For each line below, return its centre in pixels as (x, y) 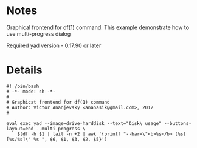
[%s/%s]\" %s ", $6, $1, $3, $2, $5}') (57, 139)
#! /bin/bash (23, 86)
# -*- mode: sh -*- (31, 92)
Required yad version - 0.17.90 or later (54, 45)
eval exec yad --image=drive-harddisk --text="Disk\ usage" (84, 123)
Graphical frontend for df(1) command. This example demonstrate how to (98, 27)
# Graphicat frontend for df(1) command (58, 102)
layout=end (20, 129)
